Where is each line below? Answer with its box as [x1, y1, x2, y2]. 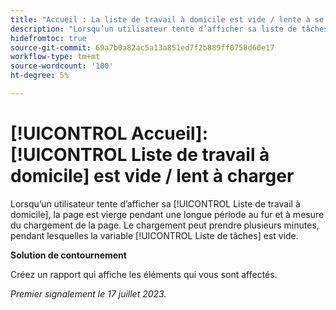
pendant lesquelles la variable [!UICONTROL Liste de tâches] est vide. [10, 229, 299, 241]
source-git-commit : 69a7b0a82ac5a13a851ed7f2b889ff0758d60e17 [10, 42, 275, 53]
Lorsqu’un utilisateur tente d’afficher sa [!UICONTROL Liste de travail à [10, 197, 301, 210]
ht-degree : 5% [10, 71, 70, 81]
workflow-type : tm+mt [10, 52, 101, 62]
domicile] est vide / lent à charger [10, 165, 295, 188]
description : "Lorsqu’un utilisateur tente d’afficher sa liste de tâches [10, 24, 329, 34]
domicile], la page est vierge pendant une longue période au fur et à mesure [10, 208, 325, 220]
